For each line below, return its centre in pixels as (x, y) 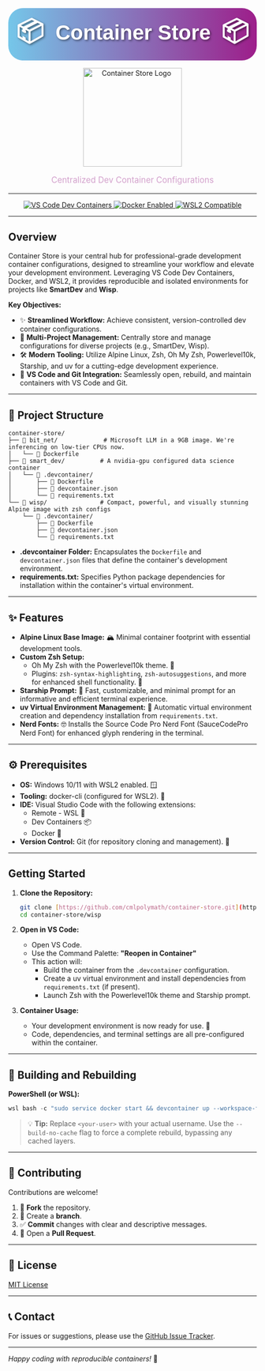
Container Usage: (49, 1011)
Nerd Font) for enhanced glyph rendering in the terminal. (112, 733)
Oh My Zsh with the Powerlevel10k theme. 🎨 (103, 665)
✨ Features (36, 618)
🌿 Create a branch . (50, 1215)
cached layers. (52, 1141)
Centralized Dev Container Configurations (132, 179)
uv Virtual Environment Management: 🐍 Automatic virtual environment (136, 707)
